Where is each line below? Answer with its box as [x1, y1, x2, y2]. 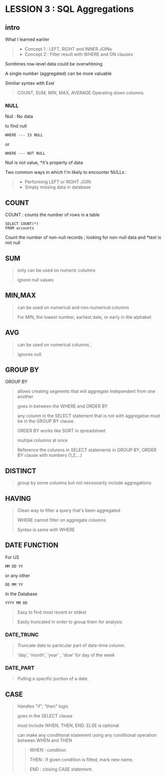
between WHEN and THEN [17, 737, 72, 743]
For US [5, 554, 19, 560]
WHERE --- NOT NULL [5, 151, 46, 156]
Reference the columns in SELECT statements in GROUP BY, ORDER [17, 447, 157, 453]
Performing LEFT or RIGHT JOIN [24, 179, 91, 185]
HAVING [5, 494, 31, 502]
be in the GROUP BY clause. [17, 418, 75, 424]
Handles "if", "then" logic [17, 704, 69, 709]
